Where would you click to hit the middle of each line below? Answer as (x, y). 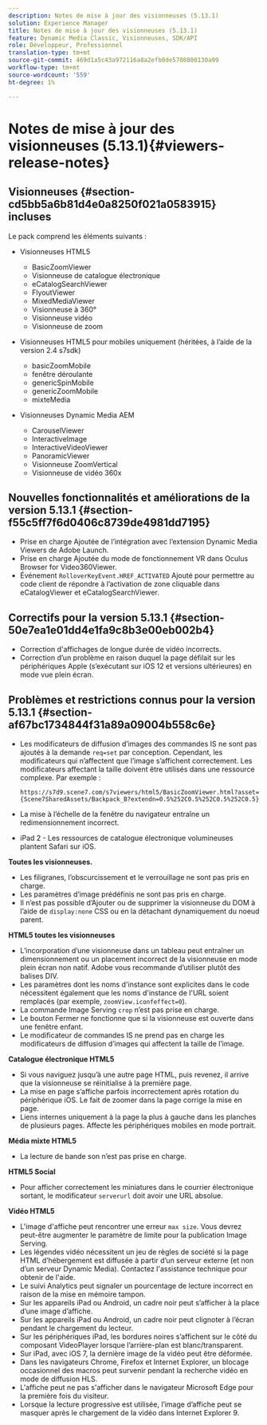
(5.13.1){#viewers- (163, 145)
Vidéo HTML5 (31, 1211)
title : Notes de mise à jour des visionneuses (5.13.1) (103, 30)
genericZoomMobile (65, 391)
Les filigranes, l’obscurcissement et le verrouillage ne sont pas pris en (134, 877)
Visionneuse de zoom (67, 326)
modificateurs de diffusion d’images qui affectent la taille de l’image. (132, 1043)
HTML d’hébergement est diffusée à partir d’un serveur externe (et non (137, 1260)
